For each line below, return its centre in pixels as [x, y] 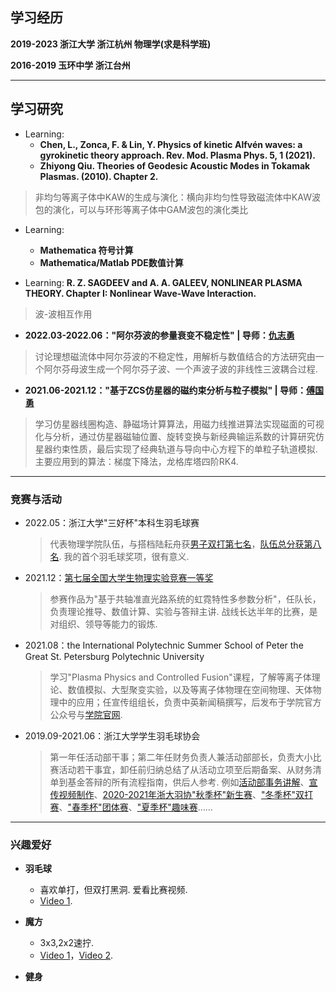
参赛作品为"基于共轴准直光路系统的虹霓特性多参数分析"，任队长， [185, 599]
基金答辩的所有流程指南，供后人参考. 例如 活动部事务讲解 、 [188, 782]
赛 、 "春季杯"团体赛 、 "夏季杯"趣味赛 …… [131, 807]
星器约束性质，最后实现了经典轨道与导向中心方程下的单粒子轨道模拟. [176, 449]
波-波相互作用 [63, 314]
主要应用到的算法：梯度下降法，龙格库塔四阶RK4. [136, 461]
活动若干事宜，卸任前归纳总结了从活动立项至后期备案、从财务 [185, 769]
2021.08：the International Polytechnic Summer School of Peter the [164, 645]
